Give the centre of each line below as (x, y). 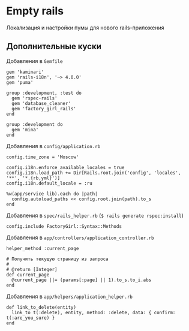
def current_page (28, 275)
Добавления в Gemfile (34, 61)
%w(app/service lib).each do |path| (52, 194)
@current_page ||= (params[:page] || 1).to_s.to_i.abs (82, 280)
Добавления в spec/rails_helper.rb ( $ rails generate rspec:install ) (95, 215)
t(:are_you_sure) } (31, 318)
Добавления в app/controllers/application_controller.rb (80, 237)
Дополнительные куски (54, 46)
